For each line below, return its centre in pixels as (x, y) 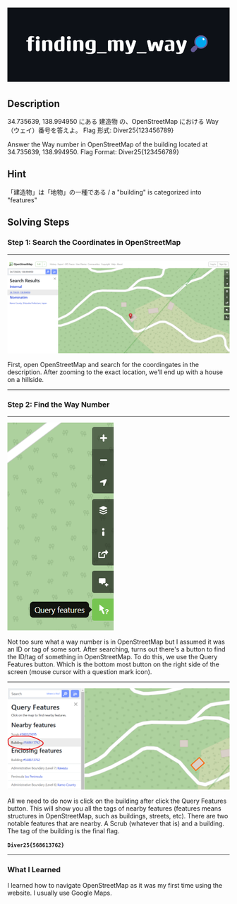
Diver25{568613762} (36, 845)
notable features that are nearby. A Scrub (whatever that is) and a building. (116, 823)
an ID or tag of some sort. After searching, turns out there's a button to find (116, 649)
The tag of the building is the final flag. (63, 831)
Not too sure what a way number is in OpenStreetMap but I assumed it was (116, 642)
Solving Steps (38, 222)
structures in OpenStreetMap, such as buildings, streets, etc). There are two (118, 816)
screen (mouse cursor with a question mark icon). (80, 672)
